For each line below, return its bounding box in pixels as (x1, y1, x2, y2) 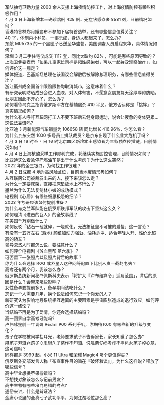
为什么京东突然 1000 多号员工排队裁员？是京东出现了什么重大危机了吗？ (5, 132, 150, 138)
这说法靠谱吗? (5, 120, 33, 126)
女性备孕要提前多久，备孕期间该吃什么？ (5, 285, 86, 290)
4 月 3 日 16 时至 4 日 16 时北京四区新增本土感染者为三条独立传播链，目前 (5, 139, 153, 144)
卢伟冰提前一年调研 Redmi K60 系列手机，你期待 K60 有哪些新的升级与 (5, 322, 147, 327)
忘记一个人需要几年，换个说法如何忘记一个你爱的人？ (5, 291, 112, 297)
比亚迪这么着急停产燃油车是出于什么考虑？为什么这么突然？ (5, 157, 125, 162)
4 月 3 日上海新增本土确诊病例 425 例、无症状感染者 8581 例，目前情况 (5, 17, 148, 22)
